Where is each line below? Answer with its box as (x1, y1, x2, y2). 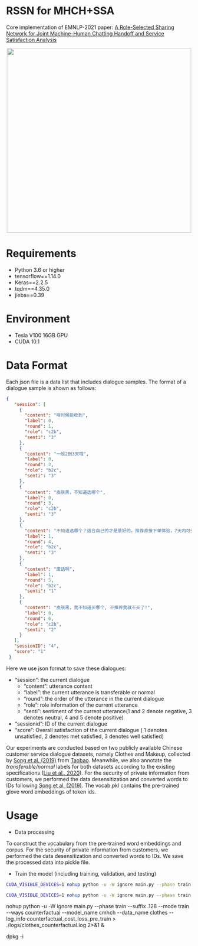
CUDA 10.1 (14, 338, 40, 345)
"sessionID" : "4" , (14, 643, 60, 649)
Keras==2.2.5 (14, 279, 48, 286)
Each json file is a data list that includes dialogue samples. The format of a (6, 378, 187, 385)
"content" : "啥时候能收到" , (24, 412, 88, 418)
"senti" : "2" (24, 626, 57, 633)
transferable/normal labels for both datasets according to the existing (6, 763, 175, 770)
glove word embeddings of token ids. (6, 788, 97, 795)
